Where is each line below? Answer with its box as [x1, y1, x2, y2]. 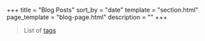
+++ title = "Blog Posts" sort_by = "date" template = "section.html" [6, 6, 199, 14]
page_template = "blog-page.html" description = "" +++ [6, 13, 168, 21]
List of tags [23, 27, 56, 34]
